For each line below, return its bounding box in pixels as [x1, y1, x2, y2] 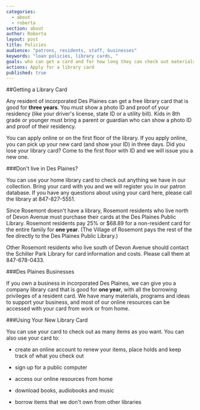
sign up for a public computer [14, 364, 87, 371]
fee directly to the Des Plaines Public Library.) [6, 232, 118, 240]
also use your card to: [6, 334, 60, 341]
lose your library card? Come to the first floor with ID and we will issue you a [6, 147, 193, 154]
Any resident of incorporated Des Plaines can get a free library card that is [6, 98, 189, 105]
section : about [6, 25, 44, 32]
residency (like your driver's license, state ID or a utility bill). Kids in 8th [6, 110, 180, 117]
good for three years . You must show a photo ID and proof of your [6, 104, 170, 111]
